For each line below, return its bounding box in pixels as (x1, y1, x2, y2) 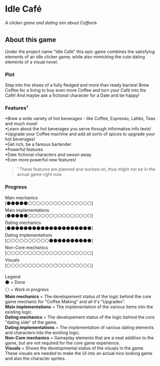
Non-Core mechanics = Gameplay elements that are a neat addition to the (5, 334, 154, 341)
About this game (5, 35, 56, 44)
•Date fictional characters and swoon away (5, 152, 92, 157)
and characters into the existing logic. (5, 330, 80, 335)
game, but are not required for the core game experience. (5, 340, 120, 346)
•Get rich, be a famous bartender (5, 141, 72, 147)
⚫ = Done (5, 279, 26, 285)
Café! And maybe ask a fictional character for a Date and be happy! (5, 92, 140, 98)
